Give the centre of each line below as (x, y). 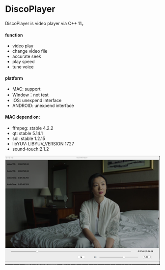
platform (14, 78)
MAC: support (26, 89)
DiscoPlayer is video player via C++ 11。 (45, 23)
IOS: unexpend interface (37, 101)
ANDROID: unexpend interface (43, 106)
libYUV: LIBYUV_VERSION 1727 (43, 143)
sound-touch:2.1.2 (30, 149)
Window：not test (30, 95)
